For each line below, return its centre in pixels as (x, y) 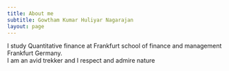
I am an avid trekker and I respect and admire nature (81, 61)
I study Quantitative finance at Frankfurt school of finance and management (115, 46)
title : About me (30, 13)
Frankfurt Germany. (35, 53)
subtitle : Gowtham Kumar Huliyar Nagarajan (70, 20)
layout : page (26, 26)
